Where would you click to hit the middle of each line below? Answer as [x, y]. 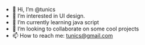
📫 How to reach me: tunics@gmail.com [62, 36]
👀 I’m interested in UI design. [49, 16]
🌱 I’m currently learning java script [56, 22]
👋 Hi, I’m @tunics [34, 9]
